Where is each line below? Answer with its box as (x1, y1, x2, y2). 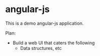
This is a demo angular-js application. (5, 20, 84, 26)
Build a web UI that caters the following (12, 39, 95, 46)
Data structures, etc (20, 45, 62, 51)
